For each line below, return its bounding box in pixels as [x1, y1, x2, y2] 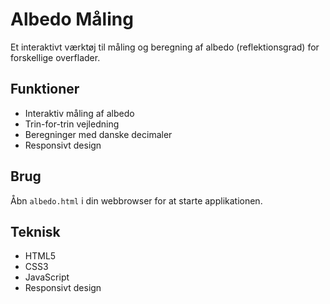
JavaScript [24, 271, 70, 283]
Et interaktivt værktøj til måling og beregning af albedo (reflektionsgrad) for [10, 41, 320, 53]
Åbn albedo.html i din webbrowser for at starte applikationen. [10, 194, 263, 207]
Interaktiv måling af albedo [24, 107, 135, 119]
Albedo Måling [10, 8, 134, 31]
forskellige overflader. [10, 51, 101, 63]
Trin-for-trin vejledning [24, 118, 120, 130]
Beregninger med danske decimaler [24, 128, 173, 140]
